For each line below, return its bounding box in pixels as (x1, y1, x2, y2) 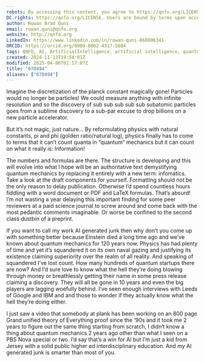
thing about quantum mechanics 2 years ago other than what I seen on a (6, 330, 188, 337)
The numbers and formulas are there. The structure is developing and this (6, 157, 191, 165)
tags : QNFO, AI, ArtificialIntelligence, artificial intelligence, (6, 49, 181, 55)
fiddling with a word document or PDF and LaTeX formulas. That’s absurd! (6, 190, 191, 197)
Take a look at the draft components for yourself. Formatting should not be (6, 176, 192, 183)
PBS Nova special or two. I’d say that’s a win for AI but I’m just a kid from (6, 336, 188, 343)
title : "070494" (6, 65, 47, 72)
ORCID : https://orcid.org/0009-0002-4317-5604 (6, 43, 126, 49)
